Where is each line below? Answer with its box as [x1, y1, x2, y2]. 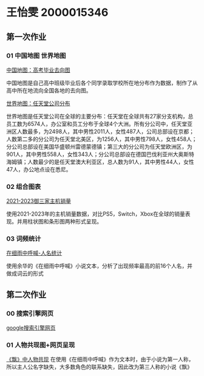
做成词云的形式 [6, 270, 44, 277]
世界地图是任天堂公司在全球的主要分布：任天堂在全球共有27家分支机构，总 [6, 112, 194, 120]
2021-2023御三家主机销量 [6, 197, 72, 205]
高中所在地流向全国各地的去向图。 [6, 86, 92, 94]
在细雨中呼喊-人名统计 [6, 250, 63, 257]
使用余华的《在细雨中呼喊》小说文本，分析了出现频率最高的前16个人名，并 [6, 262, 193, 270]
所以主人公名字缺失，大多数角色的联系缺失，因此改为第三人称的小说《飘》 [6, 363, 192, 371]
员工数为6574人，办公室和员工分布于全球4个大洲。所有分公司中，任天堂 [6, 120, 188, 128]
